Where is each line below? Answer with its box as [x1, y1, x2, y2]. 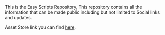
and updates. [5, 15, 32, 20]
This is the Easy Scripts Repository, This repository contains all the [5, 4, 142, 10]
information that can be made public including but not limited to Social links [5, 9, 160, 15]
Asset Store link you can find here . [5, 24, 76, 30]
